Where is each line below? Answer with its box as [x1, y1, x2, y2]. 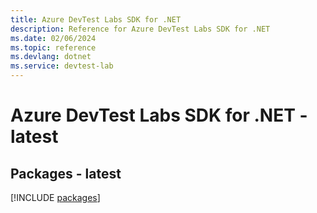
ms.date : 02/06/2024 [10, 33, 97, 43]
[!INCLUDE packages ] [10, 192, 101, 203]
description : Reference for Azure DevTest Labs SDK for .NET [10, 24, 271, 34]
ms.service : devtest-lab [10, 61, 114, 71]
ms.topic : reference [10, 42, 97, 53]
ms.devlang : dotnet [10, 52, 92, 62]
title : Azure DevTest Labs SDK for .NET [10, 14, 182, 25]
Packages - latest [10, 165, 122, 182]
